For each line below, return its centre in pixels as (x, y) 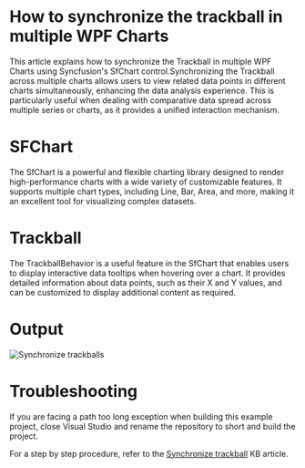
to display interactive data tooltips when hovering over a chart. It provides (147, 273)
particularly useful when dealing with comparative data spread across (140, 100)
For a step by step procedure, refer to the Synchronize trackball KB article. (149, 453)
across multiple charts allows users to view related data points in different (147, 80)
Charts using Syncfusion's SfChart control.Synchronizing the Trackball (142, 71)
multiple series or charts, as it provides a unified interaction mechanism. (145, 109)
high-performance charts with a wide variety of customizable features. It (146, 182)
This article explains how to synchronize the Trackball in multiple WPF (141, 61)
